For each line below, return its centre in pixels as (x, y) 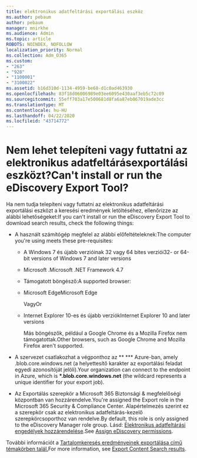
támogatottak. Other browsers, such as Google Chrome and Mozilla (104, 340)
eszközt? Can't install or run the (84, 175)
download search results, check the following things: (70, 223)
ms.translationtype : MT (35, 105)
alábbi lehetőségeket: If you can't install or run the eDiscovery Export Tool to (98, 217)
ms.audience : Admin (30, 34)
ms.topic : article (29, 39)
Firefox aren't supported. (54, 346)
